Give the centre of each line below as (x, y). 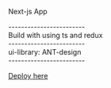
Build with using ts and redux (55, 35)
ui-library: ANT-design (45, 52)
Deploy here (28, 76)
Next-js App (28, 11)
